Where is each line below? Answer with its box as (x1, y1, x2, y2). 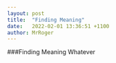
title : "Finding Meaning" (7, 16, 85, 23)
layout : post (7, 10, 45, 17)
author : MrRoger (7, 29, 54, 36)
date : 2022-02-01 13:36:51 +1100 (7, 23, 110, 29)
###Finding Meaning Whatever (7, 48, 95, 56)
